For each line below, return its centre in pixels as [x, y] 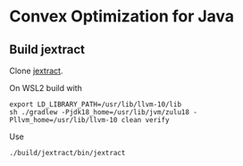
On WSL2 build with [46, 88]
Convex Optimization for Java [122, 17]
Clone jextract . [36, 71]
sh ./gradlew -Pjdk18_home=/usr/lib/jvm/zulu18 [100, 112]
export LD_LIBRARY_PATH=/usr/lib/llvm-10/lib [95, 104]
